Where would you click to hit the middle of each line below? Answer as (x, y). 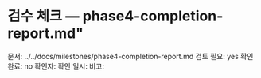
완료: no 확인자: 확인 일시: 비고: (56, 66)
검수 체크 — (44, 16)
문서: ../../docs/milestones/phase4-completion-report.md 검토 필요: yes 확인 (130, 56)
